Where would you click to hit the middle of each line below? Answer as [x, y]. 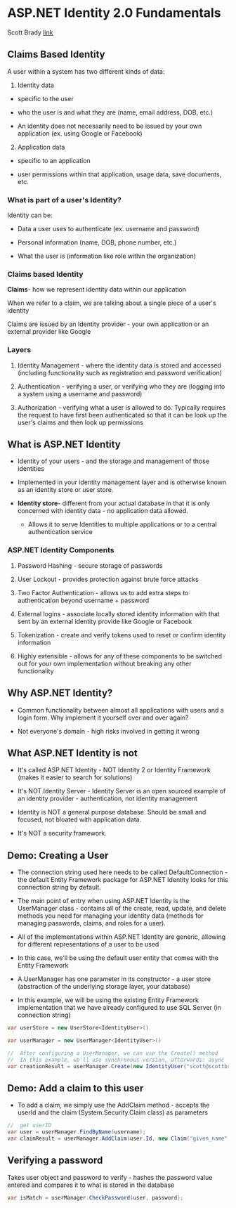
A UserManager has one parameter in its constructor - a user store [114, 979]
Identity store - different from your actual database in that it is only [114, 503]
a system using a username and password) [80, 394]
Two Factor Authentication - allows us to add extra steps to [103, 592]
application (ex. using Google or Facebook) [80, 133]
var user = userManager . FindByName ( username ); [77, 1132]
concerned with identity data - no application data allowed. [103, 511]
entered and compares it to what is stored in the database [91, 1185]
